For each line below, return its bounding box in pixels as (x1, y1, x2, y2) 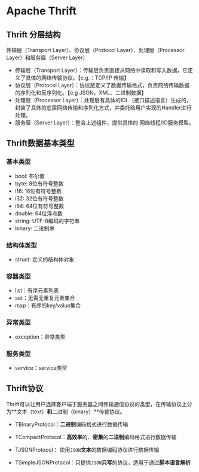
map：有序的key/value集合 (14, 302, 81, 309)
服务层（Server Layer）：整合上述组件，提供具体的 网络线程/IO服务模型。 (14, 119, 194, 126)
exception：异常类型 (14, 333, 66, 340)
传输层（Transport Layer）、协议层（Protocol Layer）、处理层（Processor (6, 47, 185, 53)
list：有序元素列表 (14, 287, 59, 294)
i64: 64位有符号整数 (14, 202, 65, 209)
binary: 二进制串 (14, 224, 55, 232)
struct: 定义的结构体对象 (14, 255, 75, 263)
